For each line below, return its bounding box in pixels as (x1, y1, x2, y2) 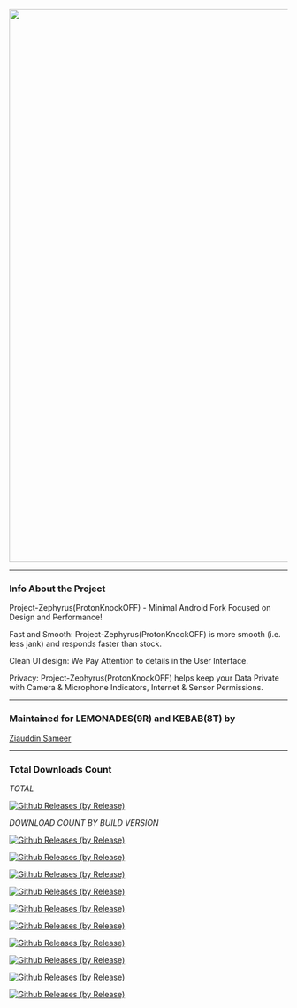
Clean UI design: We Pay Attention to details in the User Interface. (9, 656, 249, 666)
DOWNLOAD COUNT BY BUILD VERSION (9, 817, 159, 827)
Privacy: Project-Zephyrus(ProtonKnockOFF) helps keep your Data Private (9, 673, 280, 683)
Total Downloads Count (9, 763, 112, 775)
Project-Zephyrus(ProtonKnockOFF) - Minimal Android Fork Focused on (9, 603, 271, 613)
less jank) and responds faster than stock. (9, 638, 162, 650)
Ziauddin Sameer (9, 733, 72, 743)
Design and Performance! (9, 612, 103, 623)
